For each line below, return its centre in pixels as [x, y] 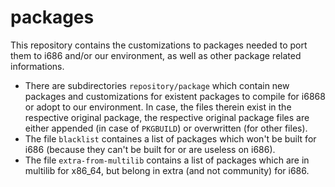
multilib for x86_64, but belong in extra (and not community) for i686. [167, 170]
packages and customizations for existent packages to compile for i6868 [175, 96]
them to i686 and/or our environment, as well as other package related [156, 55]
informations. [37, 66]
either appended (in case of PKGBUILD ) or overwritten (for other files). [166, 128]
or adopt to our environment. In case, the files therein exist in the [158, 107]
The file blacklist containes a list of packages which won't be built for [170, 138]
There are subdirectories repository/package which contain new [157, 85]
